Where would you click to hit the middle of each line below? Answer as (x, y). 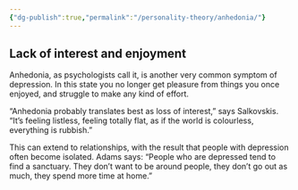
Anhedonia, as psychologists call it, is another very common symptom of (143, 75)
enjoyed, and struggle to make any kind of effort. (99, 94)
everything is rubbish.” (51, 130)
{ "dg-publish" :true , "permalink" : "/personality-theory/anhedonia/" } (138, 17)
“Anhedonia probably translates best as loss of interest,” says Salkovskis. (144, 112)
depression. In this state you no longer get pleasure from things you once (145, 85)
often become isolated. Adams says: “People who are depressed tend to (142, 157)
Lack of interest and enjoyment (98, 54)
